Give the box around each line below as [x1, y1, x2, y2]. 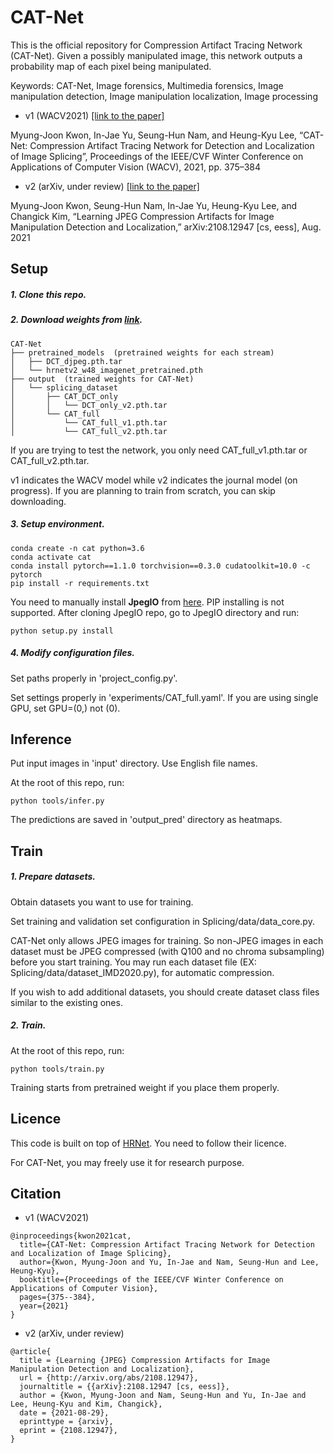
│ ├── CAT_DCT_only [10, 391, 118, 401]
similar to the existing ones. [10, 996, 123, 1008]
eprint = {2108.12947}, [19, 1426, 118, 1436]
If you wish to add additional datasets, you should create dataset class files [10, 986, 320, 998]
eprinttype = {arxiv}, [19, 1417, 114, 1427]
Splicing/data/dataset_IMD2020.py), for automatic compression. [10, 966, 275, 978]
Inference [10, 731, 72, 748]
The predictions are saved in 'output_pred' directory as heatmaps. [10, 814, 283, 826]
